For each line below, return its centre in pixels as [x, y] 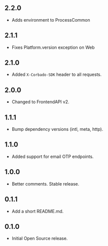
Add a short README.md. [38, 211]
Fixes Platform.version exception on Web [53, 47]
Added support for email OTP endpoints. [53, 156]
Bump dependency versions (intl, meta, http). [57, 129]
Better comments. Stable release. [45, 184]
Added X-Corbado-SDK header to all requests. [56, 75]
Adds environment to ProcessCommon [51, 20]
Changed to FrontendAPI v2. [40, 102]
